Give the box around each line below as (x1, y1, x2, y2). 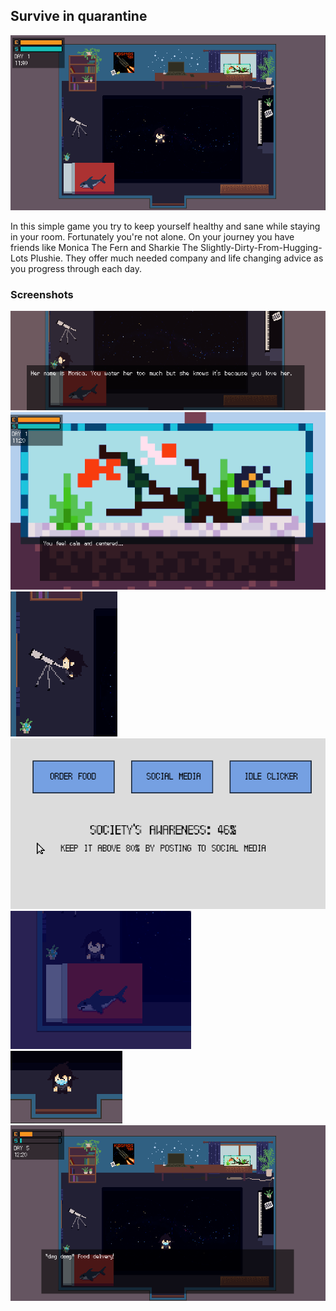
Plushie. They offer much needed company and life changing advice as (30, 252, 324, 264)
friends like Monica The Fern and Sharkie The (10, 241, 199, 253)
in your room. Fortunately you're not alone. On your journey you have (10, 230, 295, 243)
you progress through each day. (10, 262, 142, 274)
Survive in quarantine (10, 8, 148, 25)
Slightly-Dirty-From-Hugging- (200, 241, 323, 253)
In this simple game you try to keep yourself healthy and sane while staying (10, 220, 321, 232)
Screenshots (10, 287, 74, 301)
